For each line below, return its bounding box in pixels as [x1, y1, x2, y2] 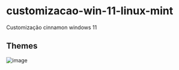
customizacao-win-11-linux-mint [6, 4, 174, 18]
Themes [6, 41, 38, 51]
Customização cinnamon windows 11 [6, 24, 97, 31]
